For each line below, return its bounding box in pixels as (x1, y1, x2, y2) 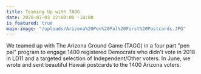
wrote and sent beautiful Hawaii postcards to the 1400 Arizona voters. (6, 61, 182, 69)
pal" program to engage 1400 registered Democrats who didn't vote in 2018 (6, 49, 196, 56)
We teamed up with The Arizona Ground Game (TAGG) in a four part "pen (6, 42, 190, 49)
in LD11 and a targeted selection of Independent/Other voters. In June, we (6, 55, 191, 62)
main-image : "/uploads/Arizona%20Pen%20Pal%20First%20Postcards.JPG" (6, 25, 186, 32)
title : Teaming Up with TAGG (6, 8, 80, 15)
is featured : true (6, 20, 53, 26)
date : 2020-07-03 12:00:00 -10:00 (6, 14, 94, 20)
